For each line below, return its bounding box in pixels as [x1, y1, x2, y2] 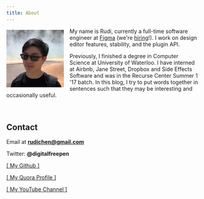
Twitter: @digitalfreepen [6, 150, 69, 157]
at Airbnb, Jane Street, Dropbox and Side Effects [69, 65, 192, 73]
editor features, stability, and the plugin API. [69, 40, 180, 48]
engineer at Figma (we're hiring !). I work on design [69, 34, 197, 41]
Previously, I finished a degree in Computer [69, 52, 179, 59]
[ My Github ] [6, 162, 40, 170]
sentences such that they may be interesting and [69, 84, 193, 92]
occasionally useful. [6, 91, 57, 99]
